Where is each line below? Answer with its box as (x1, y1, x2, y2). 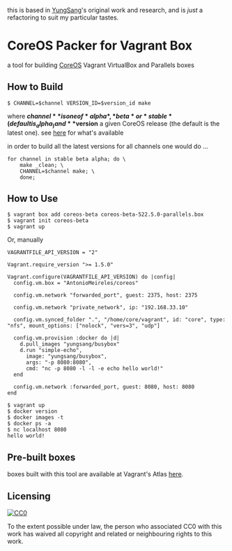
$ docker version (7, 408, 58, 415)
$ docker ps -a (7, 420, 52, 427)
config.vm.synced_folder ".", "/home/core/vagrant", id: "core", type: (13, 316, 226, 323)
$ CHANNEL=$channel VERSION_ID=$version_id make (7, 99, 151, 107)
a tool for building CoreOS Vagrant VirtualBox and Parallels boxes (7, 61, 195, 69)
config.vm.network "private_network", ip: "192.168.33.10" (13, 304, 189, 311)
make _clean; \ (20, 161, 64, 168)
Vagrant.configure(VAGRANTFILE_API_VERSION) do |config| (7, 274, 176, 281)
